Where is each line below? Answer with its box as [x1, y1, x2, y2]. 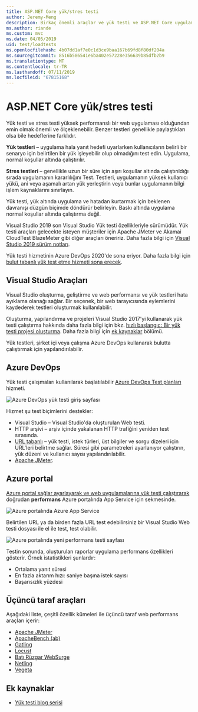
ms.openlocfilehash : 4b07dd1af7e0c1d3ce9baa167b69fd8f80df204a [6, 47, 165, 53]
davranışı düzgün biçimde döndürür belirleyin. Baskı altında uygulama [6, 204, 175, 212]
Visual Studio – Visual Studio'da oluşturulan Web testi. [14, 419, 146, 426]
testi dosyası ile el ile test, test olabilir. [6, 525, 98, 532]
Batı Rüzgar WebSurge [14, 654, 70, 661]
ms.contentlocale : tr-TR [6, 63, 67, 70]
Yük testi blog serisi [14, 699, 63, 706]
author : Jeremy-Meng [6, 14, 57, 20]
